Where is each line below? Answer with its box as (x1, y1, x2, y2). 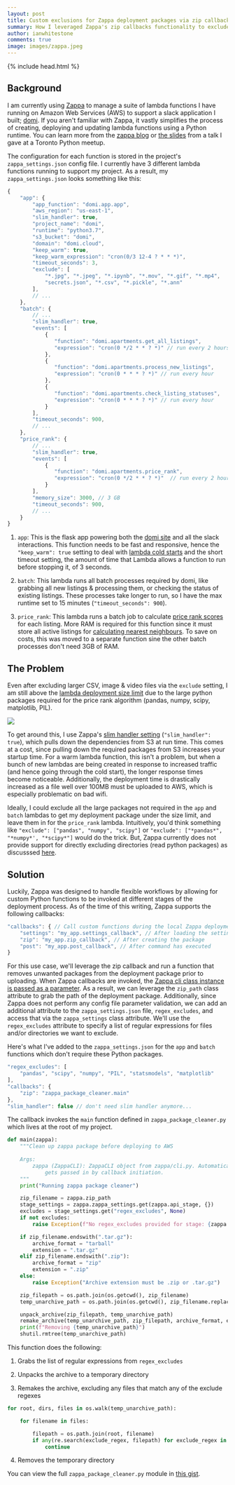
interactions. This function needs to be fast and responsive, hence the (17, 541, 220, 549)
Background (7, 82, 62, 95)
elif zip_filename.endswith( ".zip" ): (20, 1253, 130, 1260)
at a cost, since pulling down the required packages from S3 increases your (7, 745, 225, 754)
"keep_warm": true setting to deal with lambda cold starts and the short (17, 548, 223, 556)
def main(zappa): (7, 1136, 58, 1143)
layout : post (7, 10, 45, 18)
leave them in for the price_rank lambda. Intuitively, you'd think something (7, 819, 222, 827)
